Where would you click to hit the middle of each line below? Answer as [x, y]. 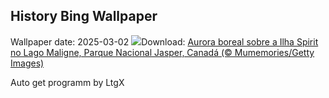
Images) [27, 63]
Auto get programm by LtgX [67, 82]
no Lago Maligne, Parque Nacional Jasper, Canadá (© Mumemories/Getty [162, 52]
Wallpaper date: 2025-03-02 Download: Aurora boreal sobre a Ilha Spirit [164, 41]
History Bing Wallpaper [84, 16]
